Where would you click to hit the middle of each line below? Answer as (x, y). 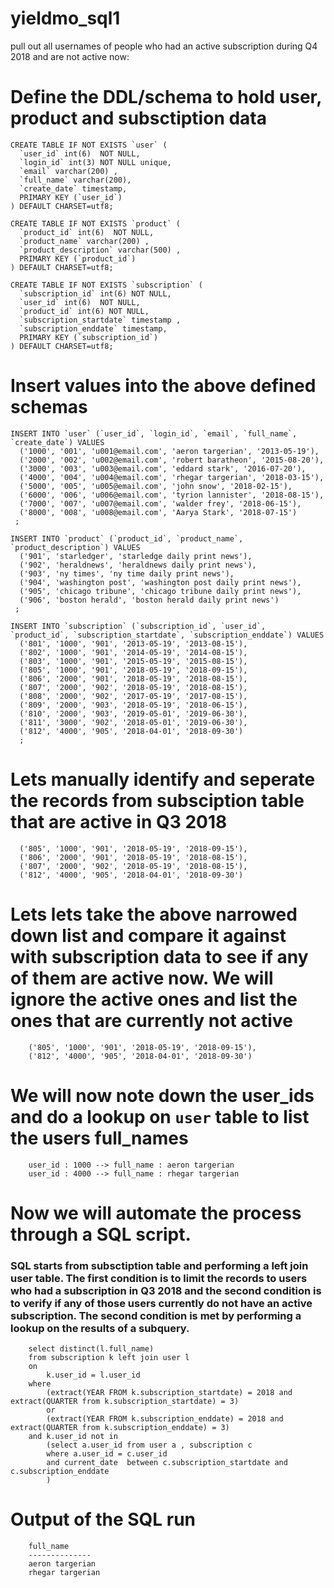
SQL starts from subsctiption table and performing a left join (159, 1265)
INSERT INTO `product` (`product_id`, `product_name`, (127, 538)
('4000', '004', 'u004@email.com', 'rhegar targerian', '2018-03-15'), (172, 477)
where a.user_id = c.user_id (107, 1454)
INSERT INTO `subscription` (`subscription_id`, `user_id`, (138, 626)
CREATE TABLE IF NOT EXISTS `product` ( (96, 223)
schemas (49, 407)
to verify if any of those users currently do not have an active (161, 1303)
